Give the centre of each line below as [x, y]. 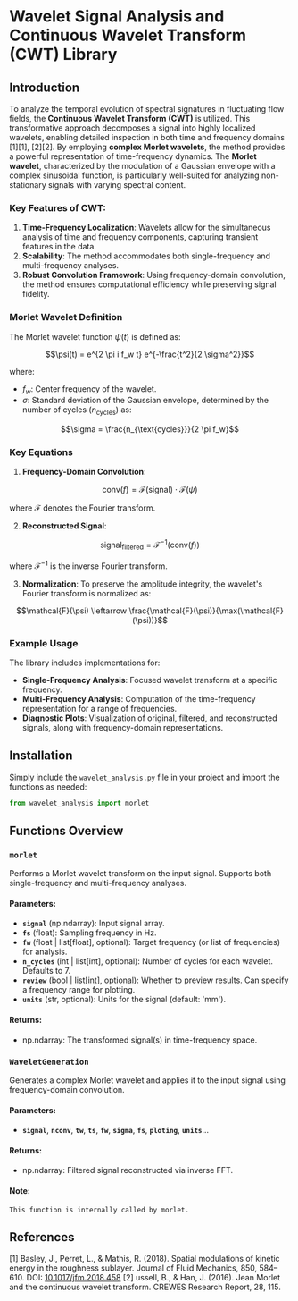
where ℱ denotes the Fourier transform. [83, 508]
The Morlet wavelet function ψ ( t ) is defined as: [95, 336]
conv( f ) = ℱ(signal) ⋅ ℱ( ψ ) [150, 490]
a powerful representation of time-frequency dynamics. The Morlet [133, 156]
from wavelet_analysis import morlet [79, 803]
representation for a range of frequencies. [99, 708]
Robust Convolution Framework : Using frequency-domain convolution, [153, 275]
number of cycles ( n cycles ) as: [77, 411]
